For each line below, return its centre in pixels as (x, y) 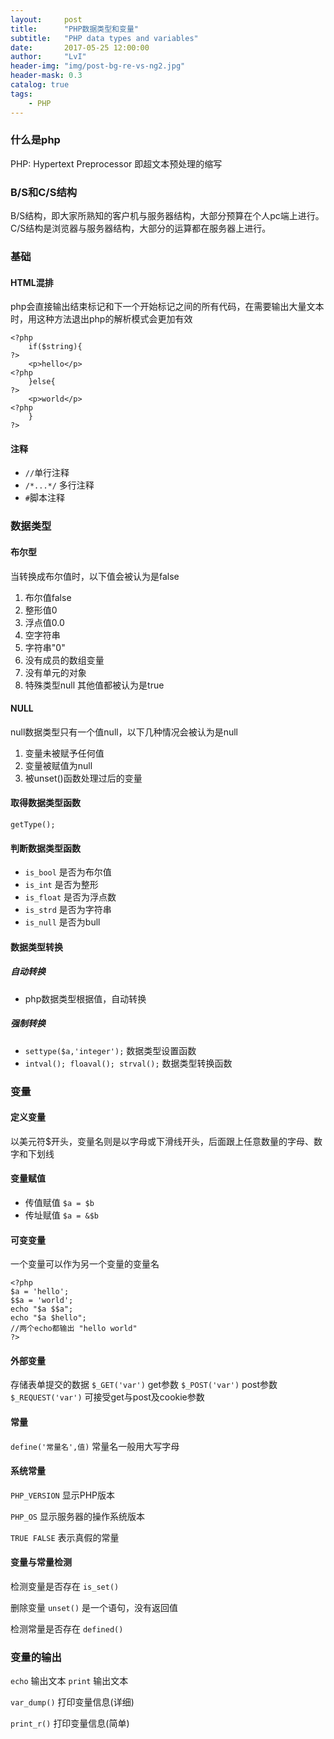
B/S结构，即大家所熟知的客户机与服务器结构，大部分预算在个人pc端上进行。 (167, 216)
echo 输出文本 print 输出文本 (69, 1681)
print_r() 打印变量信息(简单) (70, 1723)
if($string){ (55, 347)
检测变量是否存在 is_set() (65, 1587)
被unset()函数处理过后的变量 (83, 778)
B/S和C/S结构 (44, 192)
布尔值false (48, 597)
